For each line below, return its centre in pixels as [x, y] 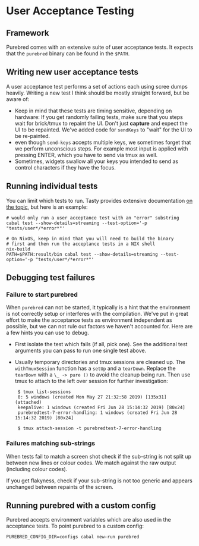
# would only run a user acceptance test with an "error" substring [93, 218]
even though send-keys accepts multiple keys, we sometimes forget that [103, 142]
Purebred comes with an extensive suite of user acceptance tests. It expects [100, 47]
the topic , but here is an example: [47, 207]
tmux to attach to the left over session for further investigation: [91, 381]
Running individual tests [52, 186]
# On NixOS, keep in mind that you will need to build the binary [90, 239]
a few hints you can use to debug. [48, 333]
